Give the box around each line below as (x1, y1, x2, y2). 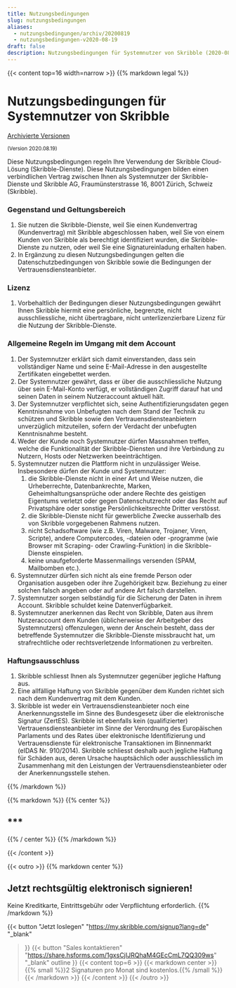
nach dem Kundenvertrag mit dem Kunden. (17, 694, 143, 702)
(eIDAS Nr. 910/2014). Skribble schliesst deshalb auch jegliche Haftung (17, 746, 223, 755)
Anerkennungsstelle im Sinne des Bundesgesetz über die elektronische (17, 709, 225, 717)
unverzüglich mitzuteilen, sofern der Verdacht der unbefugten (17, 422, 197, 430)
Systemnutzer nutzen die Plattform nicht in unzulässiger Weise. (17, 459, 202, 468)
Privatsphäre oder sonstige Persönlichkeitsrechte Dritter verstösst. (27, 503, 221, 513)
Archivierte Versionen (7, 131, 70, 140)
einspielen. (51, 548, 84, 557)
